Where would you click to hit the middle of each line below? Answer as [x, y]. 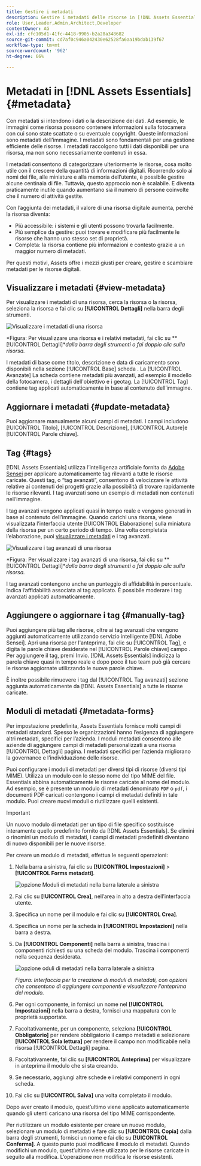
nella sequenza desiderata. [48, 956]
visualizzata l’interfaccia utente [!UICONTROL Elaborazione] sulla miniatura [99, 523]
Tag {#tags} [29, 453]
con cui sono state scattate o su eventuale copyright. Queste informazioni [97, 133]
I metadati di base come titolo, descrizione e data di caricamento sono [93, 363]
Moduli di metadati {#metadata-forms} [80, 711]
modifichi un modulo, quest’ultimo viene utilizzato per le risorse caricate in [98, 1150]
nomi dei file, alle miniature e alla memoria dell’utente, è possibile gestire [95, 177]
